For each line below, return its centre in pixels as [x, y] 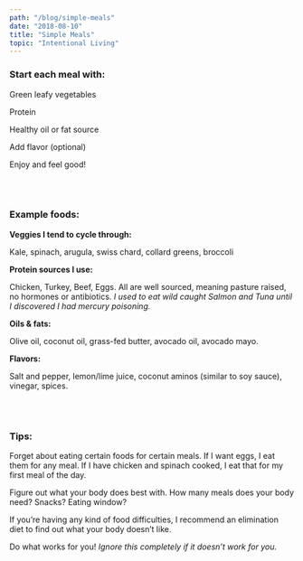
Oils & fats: [30, 323]
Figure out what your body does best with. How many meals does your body [152, 492]
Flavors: [25, 359]
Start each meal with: [57, 75]
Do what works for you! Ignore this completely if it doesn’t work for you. [143, 547]
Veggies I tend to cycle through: [71, 234]
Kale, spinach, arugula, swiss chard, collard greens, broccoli [122, 252]
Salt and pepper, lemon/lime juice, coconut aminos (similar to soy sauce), [146, 376]
